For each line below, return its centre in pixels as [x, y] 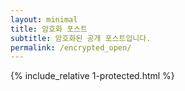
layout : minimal [44, 19]
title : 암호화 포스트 [49, 29]
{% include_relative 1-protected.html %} [92, 76]
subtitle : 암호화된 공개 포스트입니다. [81, 38]
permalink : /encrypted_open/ [71, 47]
